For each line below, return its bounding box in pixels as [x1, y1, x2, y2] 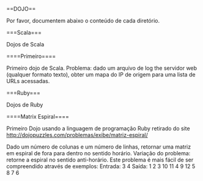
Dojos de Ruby [6, 101, 43, 108]
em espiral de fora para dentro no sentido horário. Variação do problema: [6, 150, 191, 157]
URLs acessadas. [6, 78, 50, 84]
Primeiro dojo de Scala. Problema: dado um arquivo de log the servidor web [6, 64, 197, 72]
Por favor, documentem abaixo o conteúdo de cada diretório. [6, 17, 160, 24]
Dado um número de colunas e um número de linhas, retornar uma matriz [6, 143, 191, 150]
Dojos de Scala [6, 41, 45, 48]
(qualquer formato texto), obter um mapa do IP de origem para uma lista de [6, 71, 196, 78]
